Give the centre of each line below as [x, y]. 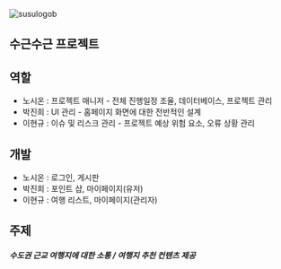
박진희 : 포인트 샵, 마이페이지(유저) [83, 189]
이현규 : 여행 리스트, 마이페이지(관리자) [90, 200]
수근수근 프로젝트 [54, 44]
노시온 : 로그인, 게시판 [61, 178]
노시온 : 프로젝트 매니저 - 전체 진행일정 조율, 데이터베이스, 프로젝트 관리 [147, 101]
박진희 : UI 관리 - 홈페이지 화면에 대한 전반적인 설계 [112, 112]
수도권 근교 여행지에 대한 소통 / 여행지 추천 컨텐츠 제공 [102, 255]
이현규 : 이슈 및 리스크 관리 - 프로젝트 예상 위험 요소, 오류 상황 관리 [139, 123]
